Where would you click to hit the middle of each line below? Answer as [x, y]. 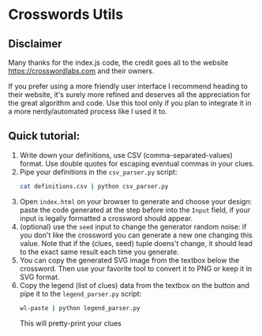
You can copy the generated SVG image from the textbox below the [129, 260]
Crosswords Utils [66, 15]
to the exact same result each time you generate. [99, 252]
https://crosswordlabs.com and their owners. [81, 71]
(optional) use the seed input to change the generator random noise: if [133, 226]
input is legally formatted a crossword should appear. [106, 218]
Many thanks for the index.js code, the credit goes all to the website [118, 62]
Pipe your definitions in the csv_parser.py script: [98, 172]
